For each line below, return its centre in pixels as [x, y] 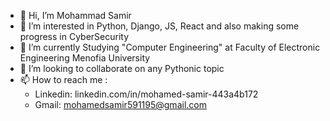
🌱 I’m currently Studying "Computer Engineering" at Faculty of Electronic [170, 47]
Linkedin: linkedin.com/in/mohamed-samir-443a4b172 [146, 94]
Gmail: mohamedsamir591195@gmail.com [120, 104]
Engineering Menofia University [85, 58]
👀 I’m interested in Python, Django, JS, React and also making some [159, 26]
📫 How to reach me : [63, 79]
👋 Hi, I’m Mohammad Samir [75, 15]
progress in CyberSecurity [74, 36]
